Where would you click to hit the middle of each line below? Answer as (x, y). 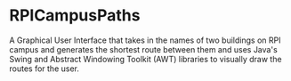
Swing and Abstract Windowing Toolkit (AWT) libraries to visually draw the (145, 59)
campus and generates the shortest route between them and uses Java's (143, 49)
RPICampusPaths (75, 16)
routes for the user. (44, 69)
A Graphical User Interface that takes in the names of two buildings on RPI (145, 40)
